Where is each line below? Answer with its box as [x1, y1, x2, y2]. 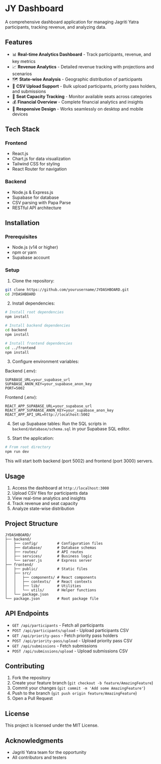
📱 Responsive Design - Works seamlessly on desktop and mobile [12, 106, 144, 112]
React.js [12, 151, 29, 157]
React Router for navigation [12, 166, 67, 172]
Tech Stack [5, 125, 40, 133]
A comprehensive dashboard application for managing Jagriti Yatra [5, 19, 139, 25]
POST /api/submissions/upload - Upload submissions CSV [12, 648, 128, 654]
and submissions [12, 88, 46, 94]
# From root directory [5, 445, 51, 450]
